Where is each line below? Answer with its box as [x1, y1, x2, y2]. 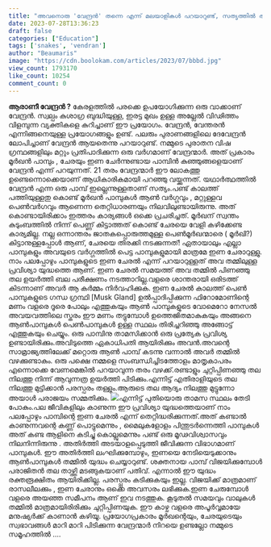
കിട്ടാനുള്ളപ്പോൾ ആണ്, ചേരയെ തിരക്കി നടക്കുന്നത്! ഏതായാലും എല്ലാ [8, 237, 242, 247]
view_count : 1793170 [8, 65, 78, 73]
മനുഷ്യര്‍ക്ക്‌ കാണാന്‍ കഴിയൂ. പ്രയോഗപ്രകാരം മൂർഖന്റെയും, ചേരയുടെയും [8, 511, 242, 520]
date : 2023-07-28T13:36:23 [8, 19, 99, 27]
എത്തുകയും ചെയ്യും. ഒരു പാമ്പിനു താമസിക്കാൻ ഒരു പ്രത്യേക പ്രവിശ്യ [8, 328, 227, 338]
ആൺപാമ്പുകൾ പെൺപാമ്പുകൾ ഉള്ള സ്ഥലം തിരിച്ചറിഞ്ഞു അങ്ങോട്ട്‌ [8, 319, 233, 329]
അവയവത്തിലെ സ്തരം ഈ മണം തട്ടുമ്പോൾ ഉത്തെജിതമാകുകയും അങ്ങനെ [8, 310, 252, 319]
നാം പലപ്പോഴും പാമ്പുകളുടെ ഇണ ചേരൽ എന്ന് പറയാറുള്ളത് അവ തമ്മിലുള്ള [8, 256, 258, 265]
